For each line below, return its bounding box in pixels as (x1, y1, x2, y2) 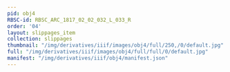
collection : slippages (7, 36, 73, 43)
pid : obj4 (7, 10, 36, 17)
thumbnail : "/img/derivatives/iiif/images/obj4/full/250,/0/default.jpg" (7, 42, 224, 49)
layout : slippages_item (7, 29, 76, 36)
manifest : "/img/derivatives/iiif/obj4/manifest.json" (7, 55, 169, 62)
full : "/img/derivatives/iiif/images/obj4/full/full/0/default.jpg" (7, 49, 209, 56)
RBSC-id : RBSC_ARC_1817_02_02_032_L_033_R (7, 16, 131, 23)
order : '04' (7, 23, 41, 29)
